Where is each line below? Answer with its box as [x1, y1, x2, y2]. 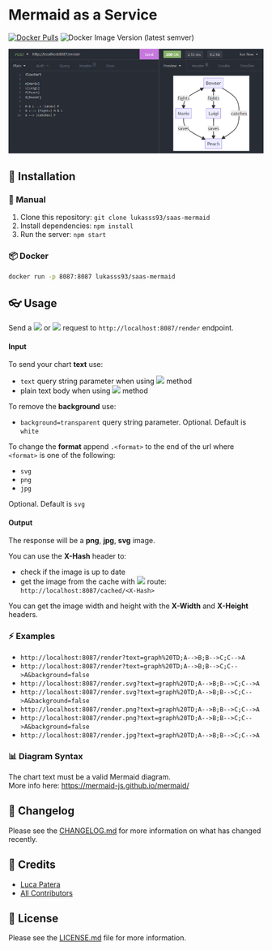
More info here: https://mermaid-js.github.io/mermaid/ [8, 780, 189, 790]
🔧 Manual [8, 193, 46, 205]
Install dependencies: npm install [19, 221, 134, 231]
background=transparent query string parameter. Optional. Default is [19, 417, 247, 427]
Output [8, 517, 33, 527]
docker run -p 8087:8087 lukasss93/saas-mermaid [8, 273, 176, 281]
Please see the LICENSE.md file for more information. [8, 933, 187, 943]
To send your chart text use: [8, 360, 104, 369]
